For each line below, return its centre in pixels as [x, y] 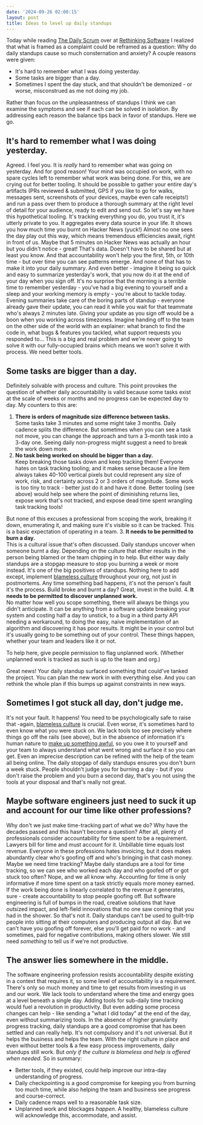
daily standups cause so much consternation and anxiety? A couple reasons [101, 53]
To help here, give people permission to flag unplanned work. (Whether [95, 653]
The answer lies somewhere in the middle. [88, 960]
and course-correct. [40, 1096]
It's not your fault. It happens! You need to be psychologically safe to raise [99, 717]
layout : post [23, 18]
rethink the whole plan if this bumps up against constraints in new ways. [96, 684]
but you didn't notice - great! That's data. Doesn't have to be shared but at [99, 249]
